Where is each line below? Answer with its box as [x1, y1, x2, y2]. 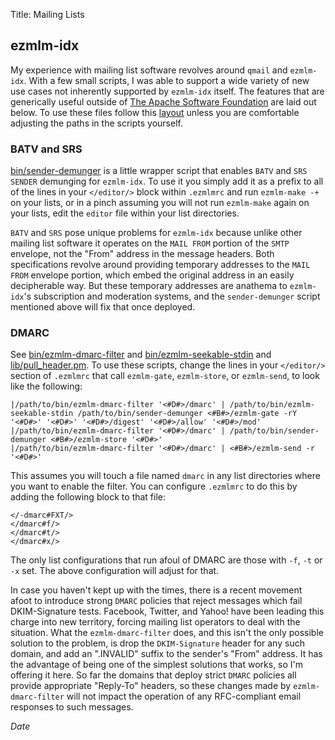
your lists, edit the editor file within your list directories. [10, 207, 240, 219]
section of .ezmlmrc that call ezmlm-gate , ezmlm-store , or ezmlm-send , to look [10, 370, 320, 382]
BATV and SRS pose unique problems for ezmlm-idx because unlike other [10, 227, 303, 239]
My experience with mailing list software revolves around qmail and [10, 64, 288, 76]
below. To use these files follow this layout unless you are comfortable [10, 106, 300, 118]
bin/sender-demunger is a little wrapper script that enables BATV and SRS [10, 165, 308, 177]
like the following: [10, 380, 83, 393]
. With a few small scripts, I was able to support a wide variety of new [23, 74, 310, 86]
